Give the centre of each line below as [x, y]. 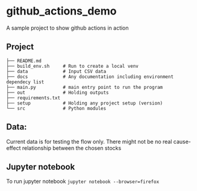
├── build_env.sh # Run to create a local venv [72, 66]
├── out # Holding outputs [58, 92]
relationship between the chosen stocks [72, 148]
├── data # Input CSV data [56, 71]
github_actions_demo [61, 11]
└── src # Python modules [56, 108]
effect [14, 148]
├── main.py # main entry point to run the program [85, 87]
